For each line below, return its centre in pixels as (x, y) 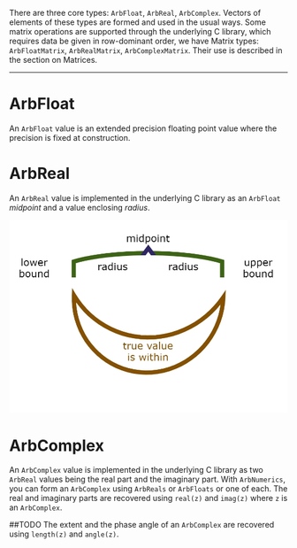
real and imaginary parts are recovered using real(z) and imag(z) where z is (148, 498)
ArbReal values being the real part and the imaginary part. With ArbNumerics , (147, 479)
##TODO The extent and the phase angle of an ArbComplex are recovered (142, 525)
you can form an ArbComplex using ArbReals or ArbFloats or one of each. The (148, 489)
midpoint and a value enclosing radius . (80, 207)
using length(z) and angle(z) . (64, 534)
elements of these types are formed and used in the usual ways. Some (138, 22)
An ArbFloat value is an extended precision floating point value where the (143, 128)
